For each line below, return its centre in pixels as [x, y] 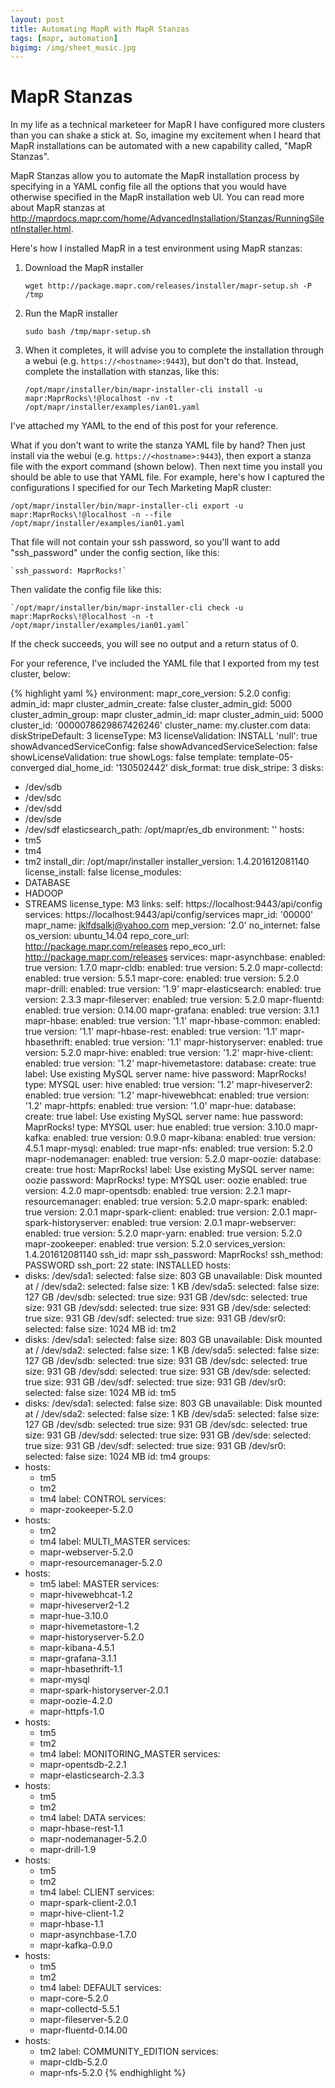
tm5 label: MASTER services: [99, 1584]
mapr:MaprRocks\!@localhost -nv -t [99, 399]
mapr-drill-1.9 [68, 1850]
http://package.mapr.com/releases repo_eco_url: [125, 947]
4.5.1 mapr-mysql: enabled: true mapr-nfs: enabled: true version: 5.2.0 [168, 1148]
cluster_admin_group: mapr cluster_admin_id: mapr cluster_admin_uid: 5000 [167, 715]
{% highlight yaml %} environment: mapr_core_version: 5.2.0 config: [151, 693]
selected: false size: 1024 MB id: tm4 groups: [117, 1457]
